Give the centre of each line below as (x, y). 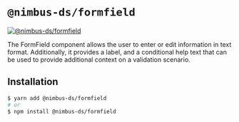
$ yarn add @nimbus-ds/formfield (57, 98)
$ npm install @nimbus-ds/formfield (62, 111)
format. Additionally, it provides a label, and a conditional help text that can (117, 52)
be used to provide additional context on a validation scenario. (99, 60)
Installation (33, 82)
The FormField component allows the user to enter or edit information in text (119, 44)
